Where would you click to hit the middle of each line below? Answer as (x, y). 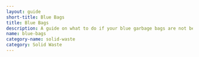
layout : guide (24, 12)
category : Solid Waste (34, 45)
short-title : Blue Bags (36, 17)
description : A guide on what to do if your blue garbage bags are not (96, 28)
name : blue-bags (26, 34)
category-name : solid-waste (41, 39)
